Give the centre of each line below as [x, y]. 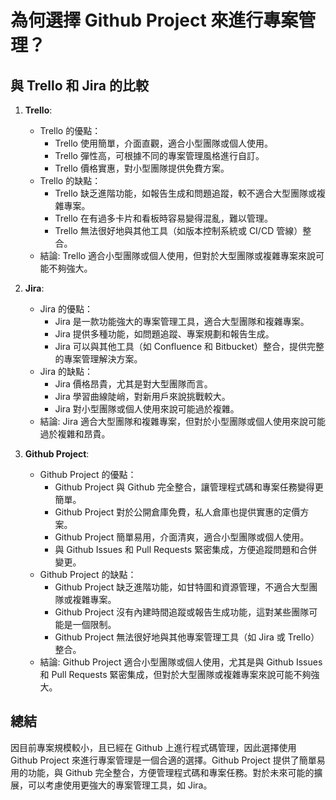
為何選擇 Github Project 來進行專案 [154, 20]
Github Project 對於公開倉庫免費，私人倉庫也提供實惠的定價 [177, 512]
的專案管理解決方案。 [98, 359]
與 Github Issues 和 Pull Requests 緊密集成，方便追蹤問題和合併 [186, 549]
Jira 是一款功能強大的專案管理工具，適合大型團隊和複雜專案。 [182, 321]
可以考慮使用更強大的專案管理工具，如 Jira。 [120, 785]
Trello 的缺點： [70, 180]
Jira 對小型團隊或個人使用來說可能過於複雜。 [147, 409]
